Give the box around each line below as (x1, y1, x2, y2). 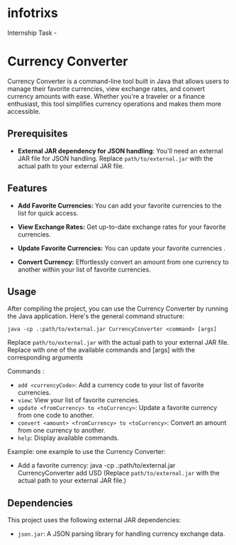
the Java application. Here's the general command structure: (7, 312, 185, 320)
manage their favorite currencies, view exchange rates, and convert (7, 84, 206, 93)
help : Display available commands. (17, 433, 119, 442)
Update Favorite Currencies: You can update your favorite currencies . (17, 244, 226, 252)
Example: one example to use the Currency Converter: (7, 448, 167, 456)
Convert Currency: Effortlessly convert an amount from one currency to (17, 257, 229, 266)
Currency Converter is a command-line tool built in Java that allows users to (7, 77, 230, 85)
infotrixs (7, 5, 59, 21)
